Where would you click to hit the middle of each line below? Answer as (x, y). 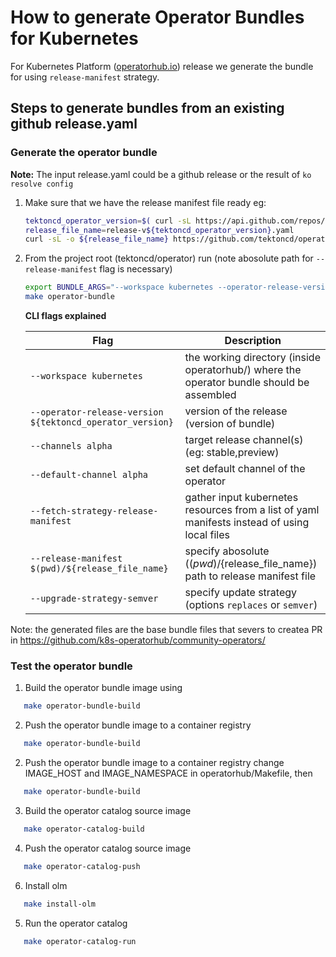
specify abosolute (227, 551)
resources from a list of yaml (252, 509)
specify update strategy (241, 592)
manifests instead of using (247, 522)
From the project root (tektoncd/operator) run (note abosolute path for (169, 258)
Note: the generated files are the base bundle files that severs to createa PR (166, 629)
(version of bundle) (230, 423)
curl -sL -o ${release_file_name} (96, 239)
